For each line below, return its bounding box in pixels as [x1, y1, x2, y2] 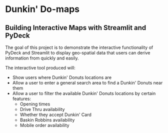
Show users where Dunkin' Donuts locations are [12, 74, 111, 80]
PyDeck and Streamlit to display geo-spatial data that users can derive [5, 50, 151, 55]
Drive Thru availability [19, 106, 65, 112]
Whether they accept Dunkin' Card [19, 111, 91, 117]
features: [12, 96, 31, 101]
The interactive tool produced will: [5, 65, 76, 70]
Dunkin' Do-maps [5, 3, 80, 15]
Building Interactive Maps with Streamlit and [5, 23, 146, 32]
